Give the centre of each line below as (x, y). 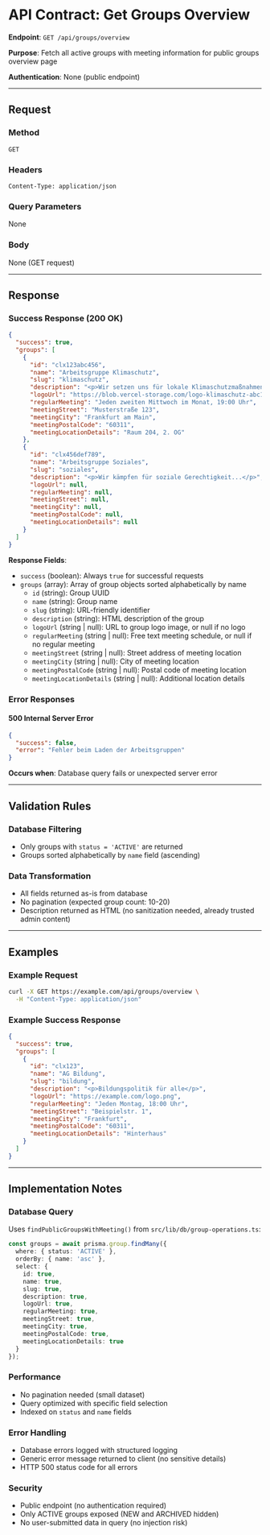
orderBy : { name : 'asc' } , (61, 1259)
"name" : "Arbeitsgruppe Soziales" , (89, 462)
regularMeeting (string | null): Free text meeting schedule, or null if (142, 635)
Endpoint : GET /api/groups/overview (69, 37)
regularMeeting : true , (61, 1312)
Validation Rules (50, 806)
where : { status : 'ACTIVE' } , (66, 1252)
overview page (33, 61)
